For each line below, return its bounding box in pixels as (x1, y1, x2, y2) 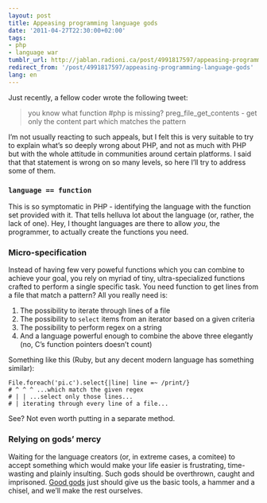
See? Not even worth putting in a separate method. (8, 414, 176, 423)
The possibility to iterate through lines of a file (19, 306, 171, 315)
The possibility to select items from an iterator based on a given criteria (19, 314, 256, 324)
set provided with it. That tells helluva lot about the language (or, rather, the (8, 210, 254, 220)
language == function (8, 185, 92, 195)
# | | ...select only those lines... (8, 393, 133, 401)
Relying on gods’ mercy (8, 434, 102, 445)
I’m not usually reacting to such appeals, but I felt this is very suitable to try (8, 132, 254, 142)
